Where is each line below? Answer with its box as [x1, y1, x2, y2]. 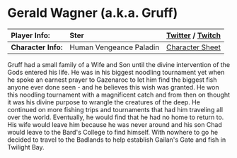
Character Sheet [166, 42, 221, 52]
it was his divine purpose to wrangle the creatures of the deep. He [7, 97, 200, 107]
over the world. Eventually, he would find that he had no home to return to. [7, 113, 224, 121]
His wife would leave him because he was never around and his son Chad [7, 120, 223, 128]
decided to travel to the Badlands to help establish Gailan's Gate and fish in [7, 135, 226, 144]
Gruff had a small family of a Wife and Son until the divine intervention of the [7, 60, 231, 68]
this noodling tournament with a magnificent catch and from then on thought [7, 90, 230, 99]
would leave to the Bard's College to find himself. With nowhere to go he [7, 128, 218, 136]
